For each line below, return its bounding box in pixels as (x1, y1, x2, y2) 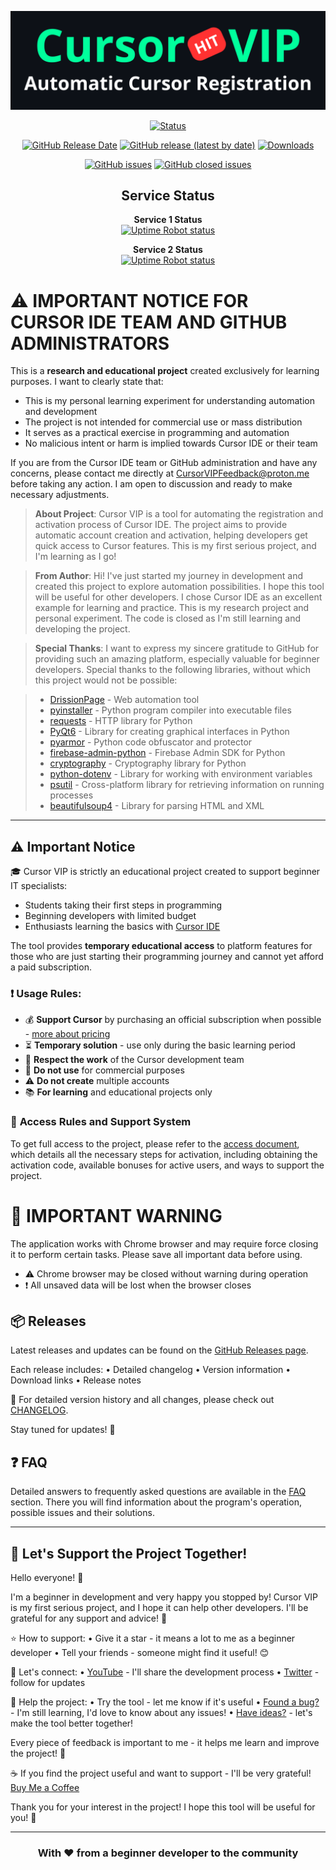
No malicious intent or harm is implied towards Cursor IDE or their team (24, 437, 318, 450)
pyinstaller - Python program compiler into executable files (49, 704, 292, 716)
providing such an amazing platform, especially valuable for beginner (34, 653, 320, 665)
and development (24, 406, 98, 418)
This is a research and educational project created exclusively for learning (10, 365, 320, 377)
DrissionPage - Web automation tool (49, 694, 200, 706)
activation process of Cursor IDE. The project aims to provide (34, 519, 288, 531)
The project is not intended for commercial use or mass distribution (24, 416, 303, 428)
